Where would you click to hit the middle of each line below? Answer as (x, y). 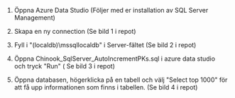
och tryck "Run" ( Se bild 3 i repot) (64, 66)
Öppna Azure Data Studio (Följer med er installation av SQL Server (111, 10)
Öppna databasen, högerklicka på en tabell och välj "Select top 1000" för (121, 80)
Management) (34, 18)
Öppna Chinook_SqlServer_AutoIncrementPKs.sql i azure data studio (114, 59)
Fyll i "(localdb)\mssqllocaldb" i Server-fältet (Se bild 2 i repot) (105, 45)
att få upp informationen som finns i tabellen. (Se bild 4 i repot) (106, 87)
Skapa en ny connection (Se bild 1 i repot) (75, 31)
